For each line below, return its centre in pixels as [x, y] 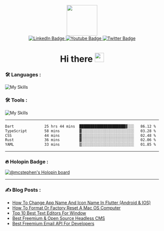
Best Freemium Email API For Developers [53, 223]
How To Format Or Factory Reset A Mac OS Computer [66, 207]
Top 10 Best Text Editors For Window [49, 213]
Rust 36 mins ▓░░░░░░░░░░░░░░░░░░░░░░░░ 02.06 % [81, 140]
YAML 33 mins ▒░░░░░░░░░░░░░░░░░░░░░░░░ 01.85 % [81, 145]
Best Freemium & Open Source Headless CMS [59, 218]
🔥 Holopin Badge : [27, 162]
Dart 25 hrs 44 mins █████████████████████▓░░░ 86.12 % [81, 126]
